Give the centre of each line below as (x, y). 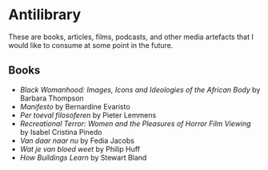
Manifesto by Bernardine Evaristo (75, 106)
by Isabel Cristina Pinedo (61, 132)
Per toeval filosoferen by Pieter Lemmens (88, 115)
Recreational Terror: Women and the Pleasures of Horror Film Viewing (135, 123)
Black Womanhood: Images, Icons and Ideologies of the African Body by (140, 89)
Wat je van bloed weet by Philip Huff (80, 148)
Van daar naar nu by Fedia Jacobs (77, 140)
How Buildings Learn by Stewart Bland (83, 157)
